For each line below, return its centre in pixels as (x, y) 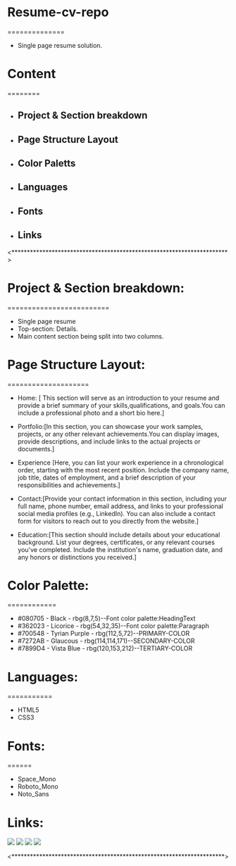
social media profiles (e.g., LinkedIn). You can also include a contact (117, 513)
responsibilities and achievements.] (69, 485)
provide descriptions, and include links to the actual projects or (109, 441)
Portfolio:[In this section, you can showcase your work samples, (110, 426)
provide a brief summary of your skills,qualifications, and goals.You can (121, 405)
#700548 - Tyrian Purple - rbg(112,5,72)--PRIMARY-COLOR (104, 634)
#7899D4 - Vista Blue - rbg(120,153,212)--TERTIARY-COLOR (105, 648)
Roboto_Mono (38, 786)
